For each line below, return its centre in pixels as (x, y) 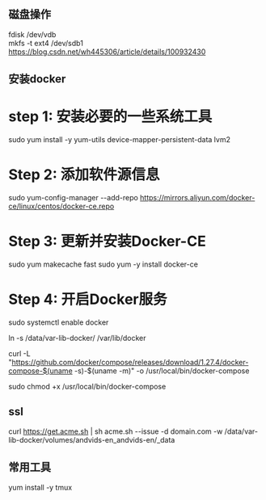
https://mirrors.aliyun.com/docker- (198, 198)
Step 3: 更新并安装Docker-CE (107, 242)
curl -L (19, 353)
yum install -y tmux (40, 487)
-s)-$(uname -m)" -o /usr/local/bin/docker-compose (162, 371)
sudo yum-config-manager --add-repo (74, 198)
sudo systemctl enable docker (59, 322)
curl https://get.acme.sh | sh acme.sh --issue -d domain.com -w (116, 431)
